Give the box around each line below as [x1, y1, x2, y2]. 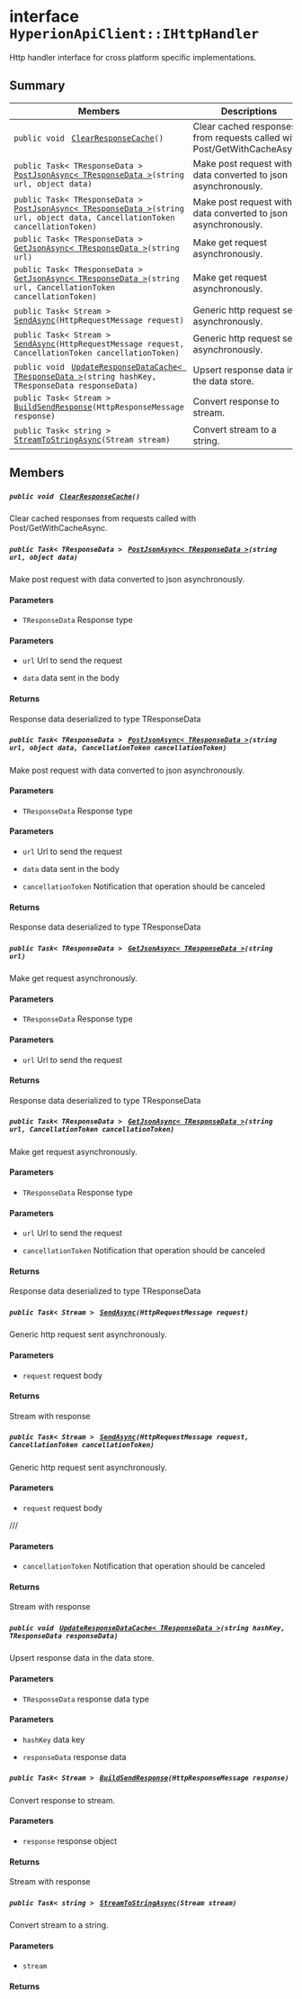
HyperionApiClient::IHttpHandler [9, 25, 260, 42]
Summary [9, 78, 66, 94]
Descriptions [220, 105, 278, 117]
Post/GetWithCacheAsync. [9, 523, 108, 534]
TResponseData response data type [22, 1693, 150, 1704]
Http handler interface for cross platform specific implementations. [9, 51, 257, 62]
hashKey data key [22, 1734, 85, 1745]
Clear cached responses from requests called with [9, 513, 196, 524]
